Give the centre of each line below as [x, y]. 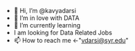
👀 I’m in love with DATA [46, 18]
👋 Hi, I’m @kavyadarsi [45, 11]
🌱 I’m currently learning [47, 25]
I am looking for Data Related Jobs [63, 32]
